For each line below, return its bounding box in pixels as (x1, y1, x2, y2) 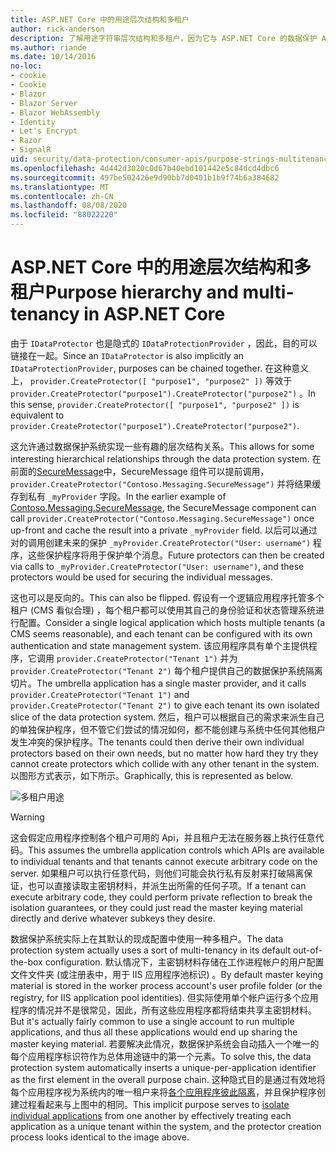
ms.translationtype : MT (10, 182, 110, 192)
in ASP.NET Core (83, 303, 226, 326)
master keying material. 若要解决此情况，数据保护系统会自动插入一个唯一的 (10, 1037, 320, 1050)
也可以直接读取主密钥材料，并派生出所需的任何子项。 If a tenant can (27, 879, 307, 891)
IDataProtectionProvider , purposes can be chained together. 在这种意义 (10, 362, 310, 374)
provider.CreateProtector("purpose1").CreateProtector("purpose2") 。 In (10, 387, 317, 399)
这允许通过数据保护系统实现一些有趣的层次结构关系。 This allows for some (10, 440, 315, 452)
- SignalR (10, 145, 52, 155)
